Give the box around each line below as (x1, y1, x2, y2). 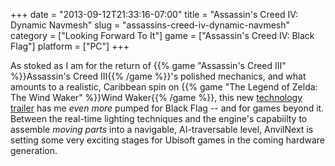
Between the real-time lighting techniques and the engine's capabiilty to (10, 113, 308, 124)
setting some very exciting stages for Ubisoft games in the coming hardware (10, 134, 326, 146)
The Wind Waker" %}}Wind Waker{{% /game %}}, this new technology (10, 92, 303, 103)
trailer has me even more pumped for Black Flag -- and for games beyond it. (10, 102, 325, 114)
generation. (10, 145, 58, 156)
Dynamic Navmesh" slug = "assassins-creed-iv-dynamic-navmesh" (10, 19, 291, 31)
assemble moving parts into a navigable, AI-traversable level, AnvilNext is (10, 124, 314, 135)
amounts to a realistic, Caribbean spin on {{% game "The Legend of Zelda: (10, 81, 318, 93)
